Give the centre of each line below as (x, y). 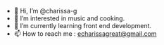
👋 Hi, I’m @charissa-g (45, 11)
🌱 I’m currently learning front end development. (83, 26)
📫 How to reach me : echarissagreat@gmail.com (85, 34)
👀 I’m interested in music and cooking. (69, 18)
